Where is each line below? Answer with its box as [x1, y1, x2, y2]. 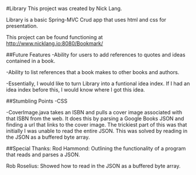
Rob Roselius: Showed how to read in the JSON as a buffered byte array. [6, 163, 181, 169]
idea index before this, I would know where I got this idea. [6, 86, 145, 93]
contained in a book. [6, 58, 56, 64]
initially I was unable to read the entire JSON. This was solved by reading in [6, 128, 188, 134]
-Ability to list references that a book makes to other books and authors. [6, 69, 180, 75]
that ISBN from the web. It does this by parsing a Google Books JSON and [6, 115, 184, 122]
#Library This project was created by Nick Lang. [6, 5, 122, 12]
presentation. [6, 23, 38, 29]
